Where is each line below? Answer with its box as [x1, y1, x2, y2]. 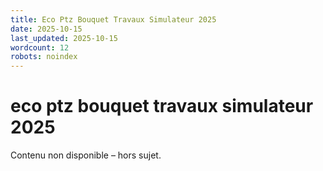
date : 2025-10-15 [10, 24, 83, 34]
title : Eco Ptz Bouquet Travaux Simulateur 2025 [10, 14, 217, 25]
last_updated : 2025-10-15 [10, 33, 118, 43]
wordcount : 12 [10, 42, 70, 53]
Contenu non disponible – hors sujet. [10, 149, 162, 161]
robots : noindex [10, 52, 78, 62]
